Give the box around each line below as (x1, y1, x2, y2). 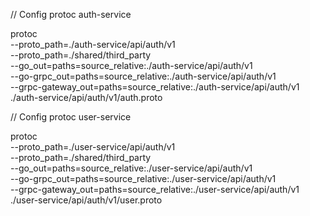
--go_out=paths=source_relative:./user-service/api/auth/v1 (10, 162, 253, 174)
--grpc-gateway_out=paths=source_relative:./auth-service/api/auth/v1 (10, 81, 300, 93)
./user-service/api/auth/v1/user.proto (10, 194, 163, 206)
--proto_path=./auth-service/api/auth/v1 (10, 39, 176, 50)
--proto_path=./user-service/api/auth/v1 (10, 141, 176, 153)
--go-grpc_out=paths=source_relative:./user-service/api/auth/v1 (10, 173, 277, 184)
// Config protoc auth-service (10, 9, 132, 20)
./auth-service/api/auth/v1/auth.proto (10, 92, 163, 103)
